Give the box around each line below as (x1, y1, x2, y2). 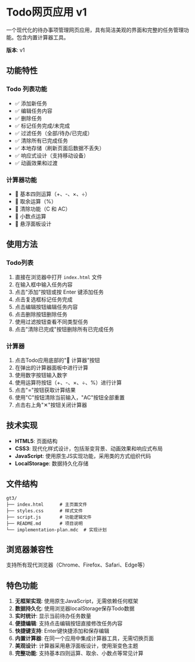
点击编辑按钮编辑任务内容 (14, 303, 78, 310)
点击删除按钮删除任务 (14, 311, 67, 318)
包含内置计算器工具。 (16, 33, 69, 41)
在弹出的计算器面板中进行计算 (14, 364, 88, 371)
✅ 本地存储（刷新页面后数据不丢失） (14, 144, 105, 151)
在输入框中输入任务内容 (14, 281, 73, 288)
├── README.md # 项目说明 (6, 520, 83, 527)
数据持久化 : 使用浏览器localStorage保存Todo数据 (14, 605, 135, 612)
